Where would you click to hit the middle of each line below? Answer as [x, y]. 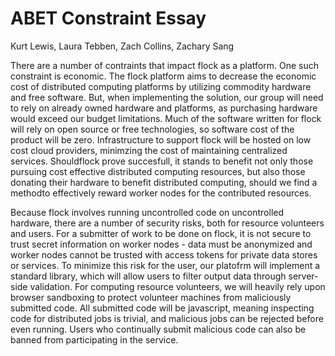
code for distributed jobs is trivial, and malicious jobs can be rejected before [167, 318]
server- [303, 276]
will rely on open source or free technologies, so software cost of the [152, 129]
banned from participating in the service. [94, 339]
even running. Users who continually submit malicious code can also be [158, 329]
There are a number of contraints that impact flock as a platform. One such [165, 65]
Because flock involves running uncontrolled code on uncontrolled [147, 212]
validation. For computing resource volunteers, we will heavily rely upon [177, 286]
